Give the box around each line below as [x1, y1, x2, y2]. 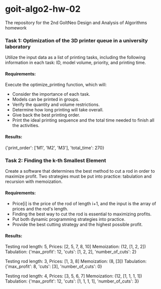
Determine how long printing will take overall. [12, 107, 104, 113]
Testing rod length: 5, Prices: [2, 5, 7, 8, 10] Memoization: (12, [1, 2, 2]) [5, 244, 146, 250]
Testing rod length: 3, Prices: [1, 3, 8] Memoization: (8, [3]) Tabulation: [5, 259, 147, 264]
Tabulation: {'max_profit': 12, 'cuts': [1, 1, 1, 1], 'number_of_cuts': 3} [5, 278, 139, 284]
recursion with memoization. [5, 178, 63, 184]
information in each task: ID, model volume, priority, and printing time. [5, 60, 146, 66]
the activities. [12, 123, 40, 129]
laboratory [5, 43, 31, 50]
